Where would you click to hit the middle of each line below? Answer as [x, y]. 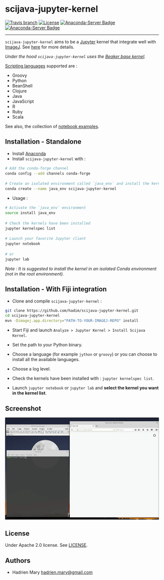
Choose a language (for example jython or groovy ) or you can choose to [85, 354]
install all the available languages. [46, 360]
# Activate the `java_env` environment [46, 208]
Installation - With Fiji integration [56, 289]
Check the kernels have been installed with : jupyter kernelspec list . [83, 378]
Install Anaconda [29, 153]
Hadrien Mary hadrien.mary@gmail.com [52, 572]
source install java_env [30, 213]
